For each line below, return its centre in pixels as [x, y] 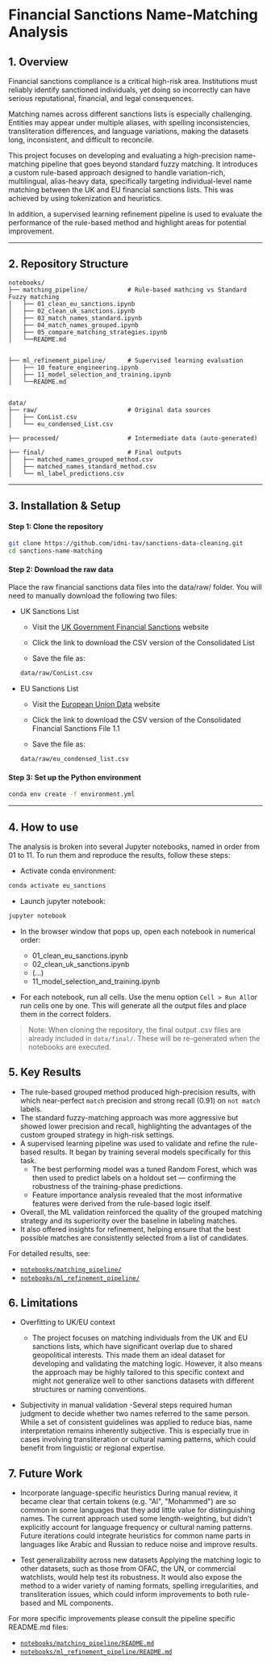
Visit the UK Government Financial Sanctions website [121, 627]
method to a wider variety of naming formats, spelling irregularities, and [139, 1586]
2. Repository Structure [69, 264]
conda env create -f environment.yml [72, 794]
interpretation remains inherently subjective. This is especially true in [134, 1431]
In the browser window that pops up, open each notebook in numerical [138, 931]
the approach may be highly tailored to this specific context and [138, 1372]
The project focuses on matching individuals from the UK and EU [140, 1338]
